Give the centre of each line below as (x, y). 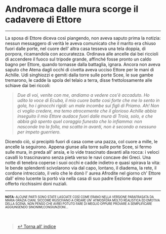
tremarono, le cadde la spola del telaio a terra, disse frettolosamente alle (79, 80)
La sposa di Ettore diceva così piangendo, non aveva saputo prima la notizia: (83, 38)
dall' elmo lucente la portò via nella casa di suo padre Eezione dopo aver (79, 178)
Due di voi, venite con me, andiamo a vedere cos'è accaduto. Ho (83, 95)
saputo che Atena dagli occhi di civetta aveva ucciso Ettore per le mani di (80, 69)
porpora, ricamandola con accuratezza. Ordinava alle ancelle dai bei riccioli (82, 54)
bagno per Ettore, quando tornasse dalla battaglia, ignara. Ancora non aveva (83, 64)
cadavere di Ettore (43, 20)
